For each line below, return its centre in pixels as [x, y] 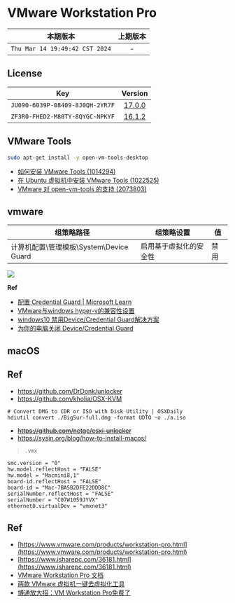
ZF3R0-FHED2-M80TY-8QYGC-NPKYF [63, 116]
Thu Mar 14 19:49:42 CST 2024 [61, 48]
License [25, 74]
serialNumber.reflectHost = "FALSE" [60, 494]
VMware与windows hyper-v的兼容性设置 [76, 311]
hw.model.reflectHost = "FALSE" [54, 470]
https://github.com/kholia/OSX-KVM [70, 399]
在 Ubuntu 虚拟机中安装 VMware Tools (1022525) [88, 181]
